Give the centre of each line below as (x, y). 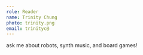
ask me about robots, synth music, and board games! (72, 45)
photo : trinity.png (31, 23)
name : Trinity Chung (32, 17)
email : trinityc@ (28, 28)
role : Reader (22, 12)
